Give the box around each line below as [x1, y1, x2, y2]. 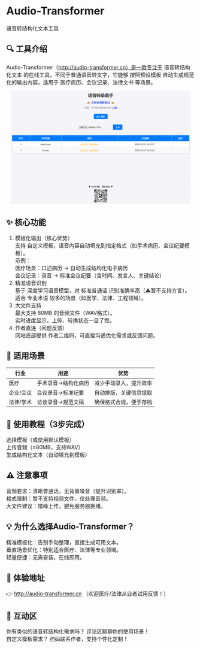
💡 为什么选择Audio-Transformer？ [6, 522, 135, 532]
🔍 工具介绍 [6, 44, 48, 54]
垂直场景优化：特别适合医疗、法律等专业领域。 [6, 546, 122, 553]
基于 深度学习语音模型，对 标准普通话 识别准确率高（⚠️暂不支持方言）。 [14, 286, 190, 294]
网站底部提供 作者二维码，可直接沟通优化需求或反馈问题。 [14, 331, 159, 339]
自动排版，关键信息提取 [94, 389, 153, 396]
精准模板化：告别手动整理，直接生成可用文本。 [6, 538, 122, 546]
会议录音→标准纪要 [37, 389, 84, 396]
